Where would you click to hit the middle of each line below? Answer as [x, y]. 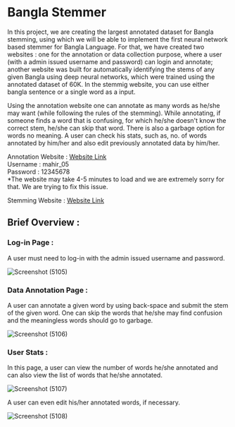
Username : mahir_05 [38, 164]
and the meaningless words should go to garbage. [80, 320]
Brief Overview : [44, 223]
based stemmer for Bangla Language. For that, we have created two [106, 47]
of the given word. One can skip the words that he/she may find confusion [115, 313]
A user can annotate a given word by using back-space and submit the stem [118, 305]
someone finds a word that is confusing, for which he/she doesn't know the [117, 120]
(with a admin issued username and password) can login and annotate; [110, 61]
